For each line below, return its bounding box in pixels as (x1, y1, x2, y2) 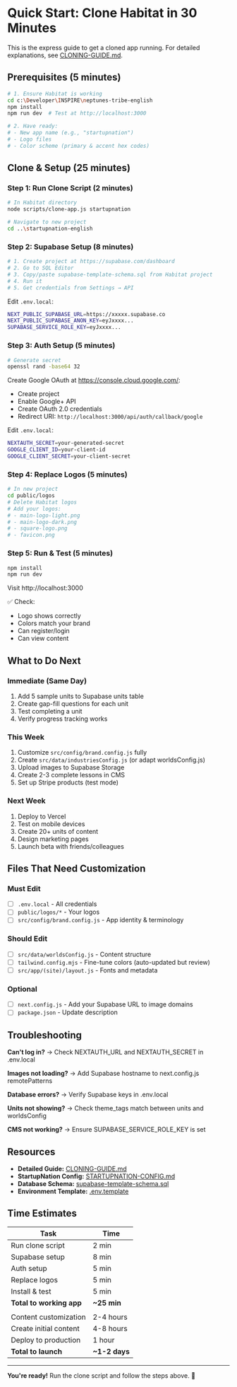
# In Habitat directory (7, 199, 78, 207)
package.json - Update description (17, 1008, 119, 1016)
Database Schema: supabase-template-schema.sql (17, 1179, 169, 1188)
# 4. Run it (7, 277, 42, 284)
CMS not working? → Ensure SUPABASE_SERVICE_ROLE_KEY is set (7, 1125, 206, 1134)
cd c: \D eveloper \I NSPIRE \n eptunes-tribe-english (7, 97, 153, 104)
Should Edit (7, 934, 48, 944)
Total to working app (11, 1298, 83, 1308)
